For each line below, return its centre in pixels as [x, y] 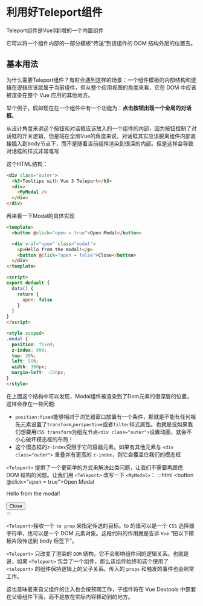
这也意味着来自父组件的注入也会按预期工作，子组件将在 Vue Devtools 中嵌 [98, 589]
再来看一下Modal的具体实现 [40, 216]
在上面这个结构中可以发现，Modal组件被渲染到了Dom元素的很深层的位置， [99, 396]
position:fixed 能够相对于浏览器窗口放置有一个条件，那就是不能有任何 [103, 417]
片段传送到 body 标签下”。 [44, 541]
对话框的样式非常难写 [33, 151]
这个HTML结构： [27, 163]
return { [28, 294]
